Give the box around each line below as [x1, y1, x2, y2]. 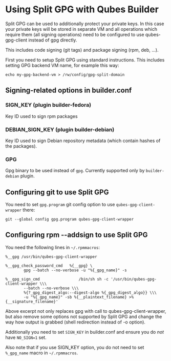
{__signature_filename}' [5, 299, 58, 304]
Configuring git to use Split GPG [5, 188, 109, 196]
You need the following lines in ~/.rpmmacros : [5, 244, 100, 250]
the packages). [5, 143, 37, 149]
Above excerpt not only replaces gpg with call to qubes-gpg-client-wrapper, [5, 308, 166, 314]
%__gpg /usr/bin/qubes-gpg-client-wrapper [5, 254, 97, 259]
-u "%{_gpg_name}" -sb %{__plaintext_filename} [24, 294, 127, 299]
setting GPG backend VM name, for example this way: [5, 62, 119, 68]
